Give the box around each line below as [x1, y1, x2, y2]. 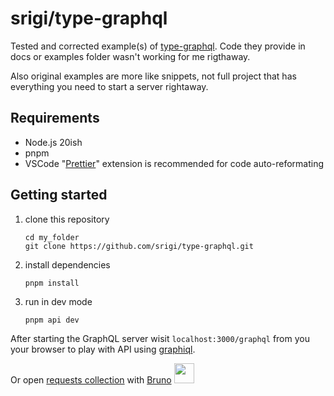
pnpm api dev [24, 315, 80, 325]
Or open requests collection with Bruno [10, 373, 172, 386]
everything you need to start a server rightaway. [10, 80, 209, 92]
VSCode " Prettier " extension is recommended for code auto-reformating [24, 157, 325, 169]
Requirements [10, 110, 100, 127]
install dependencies [24, 258, 111, 271]
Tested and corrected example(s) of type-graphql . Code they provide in [10, 40, 306, 52]
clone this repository [24, 213, 110, 225]
